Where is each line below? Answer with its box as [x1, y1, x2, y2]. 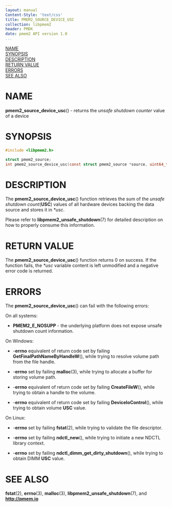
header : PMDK [5, 27, 33, 32]
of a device [5, 113, 29, 119]
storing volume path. [12, 374, 57, 381]
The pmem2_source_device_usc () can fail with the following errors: [5, 303, 149, 309]
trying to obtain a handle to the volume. [12, 390, 96, 396]
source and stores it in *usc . [5, 207, 65, 213]
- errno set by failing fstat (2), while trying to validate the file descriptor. [12, 425, 163, 431]
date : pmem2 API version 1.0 [5, 31, 68, 36]
